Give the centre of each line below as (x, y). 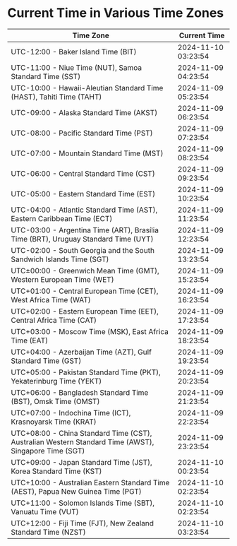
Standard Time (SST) (46, 76)
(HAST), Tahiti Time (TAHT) (56, 97)
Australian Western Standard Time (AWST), (83, 441)
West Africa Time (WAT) (51, 299)
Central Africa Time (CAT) (54, 320)
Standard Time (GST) (46, 360)
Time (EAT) (29, 340)
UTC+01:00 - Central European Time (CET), (85, 291)
